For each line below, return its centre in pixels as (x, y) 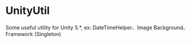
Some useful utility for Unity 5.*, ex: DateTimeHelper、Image (79, 27)
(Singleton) (48, 34)
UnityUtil (28, 11)
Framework (19, 34)
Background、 (171, 27)
